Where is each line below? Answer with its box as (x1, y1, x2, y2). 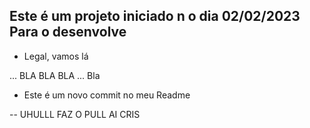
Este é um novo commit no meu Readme (23, 89, 191, 101)
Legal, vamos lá (23, 50, 89, 62)
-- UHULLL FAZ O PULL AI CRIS (9, 108, 141, 120)
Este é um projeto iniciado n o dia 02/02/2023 (9, 8, 301, 25)
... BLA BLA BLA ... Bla (9, 69, 101, 81)
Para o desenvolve (9, 24, 127, 41)
